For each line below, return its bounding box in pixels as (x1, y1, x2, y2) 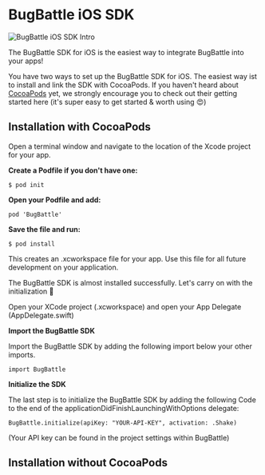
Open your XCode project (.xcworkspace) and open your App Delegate (8, 301, 242, 311)
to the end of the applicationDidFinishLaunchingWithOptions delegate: (8, 403, 239, 413)
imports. (8, 349, 36, 359)
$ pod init (8, 181, 45, 189)
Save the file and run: (8, 224, 81, 234)
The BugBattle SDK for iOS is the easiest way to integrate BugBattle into (8, 47, 245, 57)
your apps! (8, 56, 44, 66)
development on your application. (8, 262, 119, 272)
